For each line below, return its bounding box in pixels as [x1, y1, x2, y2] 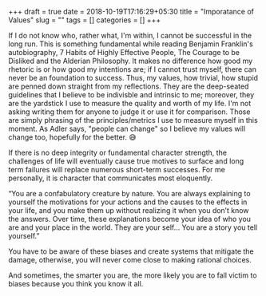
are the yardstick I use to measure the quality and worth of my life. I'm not [8, 99, 252, 108]
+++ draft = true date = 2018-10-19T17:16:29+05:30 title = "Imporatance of [8, 7, 254, 16]
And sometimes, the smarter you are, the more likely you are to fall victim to [8, 270, 257, 280]
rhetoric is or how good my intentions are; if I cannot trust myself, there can [8, 65, 257, 74]
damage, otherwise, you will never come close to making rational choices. [8, 255, 252, 264]
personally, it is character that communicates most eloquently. [8, 173, 213, 183]
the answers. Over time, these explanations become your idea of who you [8, 215, 252, 223]
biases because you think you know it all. [8, 279, 144, 288]
